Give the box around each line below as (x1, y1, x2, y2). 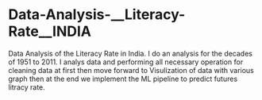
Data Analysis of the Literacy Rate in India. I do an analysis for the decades (8, 48, 252, 58)
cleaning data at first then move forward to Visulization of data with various (8, 65, 254, 75)
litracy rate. (8, 82, 45, 92)
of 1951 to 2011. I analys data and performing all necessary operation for (8, 57, 244, 67)
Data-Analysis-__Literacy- (8, 6, 186, 24)
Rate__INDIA (8, 22, 91, 40)
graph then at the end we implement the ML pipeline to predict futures (8, 74, 238, 83)
